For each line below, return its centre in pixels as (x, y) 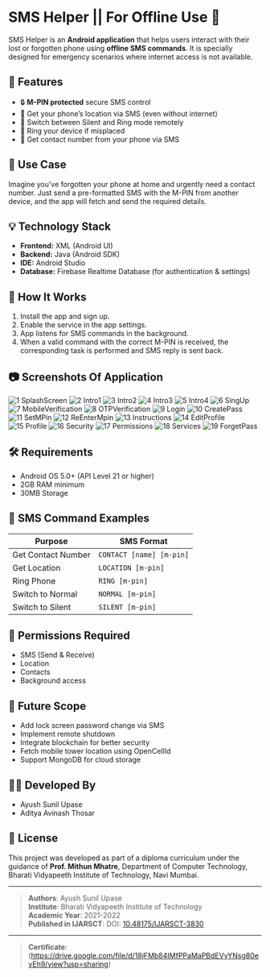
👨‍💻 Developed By (52, 785)
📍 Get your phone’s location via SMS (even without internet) (119, 114)
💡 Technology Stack (59, 226)
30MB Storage (44, 493)
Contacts (35, 672)
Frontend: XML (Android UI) (67, 246)
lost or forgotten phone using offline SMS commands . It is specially (121, 48)
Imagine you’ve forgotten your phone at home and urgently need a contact (132, 184)
